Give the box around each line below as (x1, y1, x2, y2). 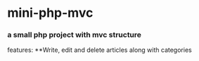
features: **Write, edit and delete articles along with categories (7, 46, 192, 54)
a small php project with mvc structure (7, 30, 142, 40)
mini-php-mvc (7, 5, 94, 21)
